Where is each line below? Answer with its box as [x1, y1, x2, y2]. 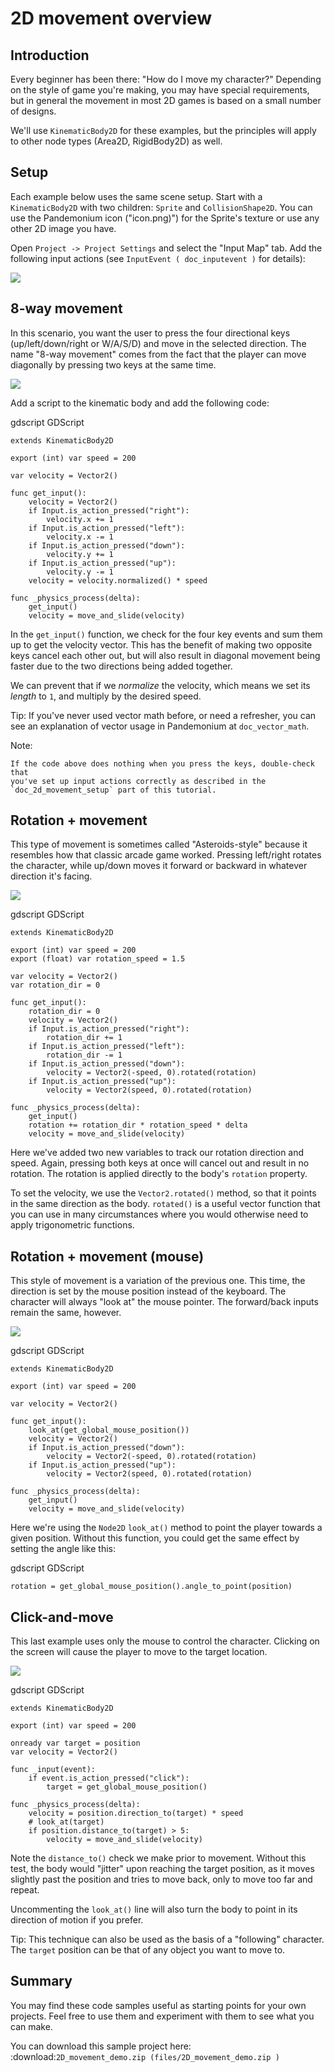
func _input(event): [10, 1765, 97, 1775]
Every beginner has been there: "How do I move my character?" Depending [10, 73, 322, 85]
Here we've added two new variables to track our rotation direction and [10, 1147, 305, 1159]
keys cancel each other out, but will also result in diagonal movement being [10, 649, 321, 661]
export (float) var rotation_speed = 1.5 [10, 954, 186, 964]
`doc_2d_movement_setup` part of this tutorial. [10, 785, 217, 795]
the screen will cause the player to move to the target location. [10, 1646, 268, 1658]
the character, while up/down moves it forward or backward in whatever [10, 860, 308, 872]
